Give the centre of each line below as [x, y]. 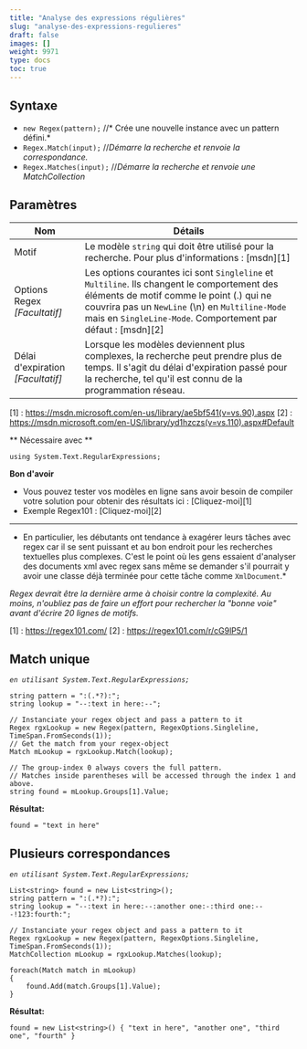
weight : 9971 [34, 52]
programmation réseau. [135, 390]
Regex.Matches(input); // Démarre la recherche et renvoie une [139, 166]
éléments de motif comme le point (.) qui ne [178, 295]
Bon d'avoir [32, 473]
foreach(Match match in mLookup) [73, 970]
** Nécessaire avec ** [51, 440]
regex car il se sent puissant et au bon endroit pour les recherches [148, 546]
